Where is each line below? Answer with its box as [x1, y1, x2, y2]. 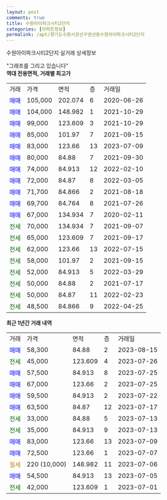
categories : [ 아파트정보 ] [6, 26, 66, 32]
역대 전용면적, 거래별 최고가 [6, 70, 71, 77]
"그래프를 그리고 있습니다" [6, 62, 69, 70]
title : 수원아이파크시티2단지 [6, 20, 70, 26]
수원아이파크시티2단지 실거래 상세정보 [6, 49, 96, 57]
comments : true [6, 15, 45, 21]
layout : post [6, 9, 40, 15]
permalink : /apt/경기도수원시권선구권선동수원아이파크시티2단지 [6, 32, 145, 38]
